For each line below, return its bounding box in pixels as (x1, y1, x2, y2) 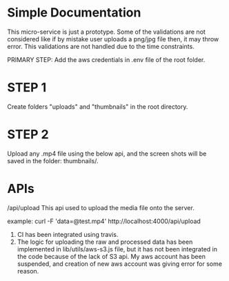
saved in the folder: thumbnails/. (7, 156, 99, 165)
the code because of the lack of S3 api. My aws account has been (17, 252, 206, 260)
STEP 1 (7, 80, 47, 96)
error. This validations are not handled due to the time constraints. (7, 42, 195, 50)
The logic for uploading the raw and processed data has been (17, 238, 193, 246)
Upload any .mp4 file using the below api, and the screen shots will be (7, 149, 207, 158)
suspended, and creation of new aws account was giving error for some (17, 260, 223, 268)
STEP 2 (7, 127, 50, 143)
